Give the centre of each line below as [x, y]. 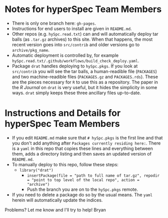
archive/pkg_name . [31, 50]
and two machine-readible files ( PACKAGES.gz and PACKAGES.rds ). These [85, 77]
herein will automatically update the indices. [57, 200]
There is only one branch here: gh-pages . [54, 23]
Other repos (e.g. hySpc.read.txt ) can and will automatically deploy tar [85, 34]
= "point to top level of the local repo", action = [83, 180]
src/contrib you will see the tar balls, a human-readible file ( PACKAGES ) [85, 71]
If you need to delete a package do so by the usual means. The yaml [82, 194]
